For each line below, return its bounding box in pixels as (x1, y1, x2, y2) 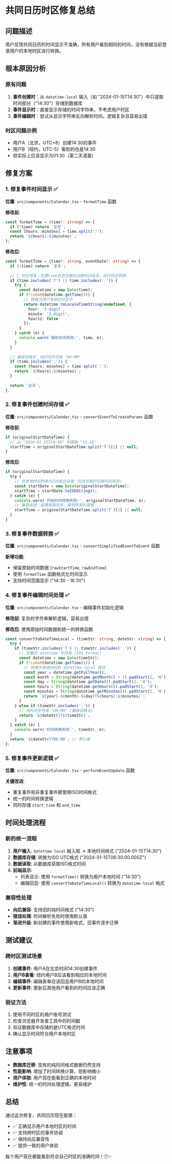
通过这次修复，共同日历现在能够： (5, 1112, 77, 1118)
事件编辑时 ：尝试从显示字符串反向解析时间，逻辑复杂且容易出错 (12, 113, 147, 119)
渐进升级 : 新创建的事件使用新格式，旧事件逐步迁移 (12, 919, 119, 926)
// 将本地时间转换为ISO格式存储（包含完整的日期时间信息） (14, 479, 124, 484)
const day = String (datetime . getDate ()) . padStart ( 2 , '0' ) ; (24, 679, 153, 685)
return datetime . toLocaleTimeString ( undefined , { (24, 302, 132, 307)
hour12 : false (28, 316, 58, 321)
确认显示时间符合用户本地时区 (12, 1030, 76, 1037)
